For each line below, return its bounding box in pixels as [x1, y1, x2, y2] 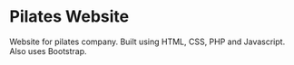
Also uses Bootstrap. [9, 45, 88, 56]
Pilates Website [9, 6, 130, 27]
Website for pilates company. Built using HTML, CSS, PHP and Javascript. [9, 36, 286, 47]
